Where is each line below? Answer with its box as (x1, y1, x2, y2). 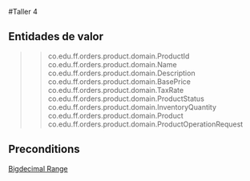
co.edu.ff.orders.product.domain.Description (47, 68, 196, 78)
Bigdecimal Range (8, 163, 68, 173)
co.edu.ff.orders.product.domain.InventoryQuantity (47, 102, 217, 111)
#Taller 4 (8, 7, 38, 16)
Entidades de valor (8, 30, 104, 43)
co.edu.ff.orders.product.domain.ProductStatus (47, 94, 204, 103)
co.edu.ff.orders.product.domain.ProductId (47, 51, 190, 61)
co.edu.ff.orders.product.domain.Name (47, 59, 178, 69)
